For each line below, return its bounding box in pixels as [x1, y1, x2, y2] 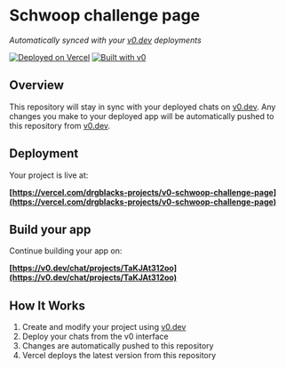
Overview [9, 77, 65, 93]
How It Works [9, 298, 86, 313]
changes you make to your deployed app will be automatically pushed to [9, 110, 274, 121]
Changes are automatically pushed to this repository [21, 341, 214, 351]
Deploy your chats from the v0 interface [21, 331, 169, 342]
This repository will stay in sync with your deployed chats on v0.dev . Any [9, 101, 276, 112]
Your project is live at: [9, 170, 89, 180]
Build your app [9, 221, 91, 237]
